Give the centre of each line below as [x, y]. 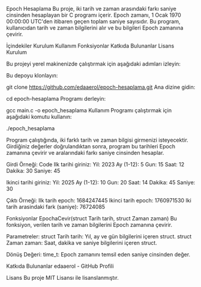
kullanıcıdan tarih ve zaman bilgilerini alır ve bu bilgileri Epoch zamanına [95, 28]
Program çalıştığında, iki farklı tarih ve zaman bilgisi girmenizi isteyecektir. [97, 140]
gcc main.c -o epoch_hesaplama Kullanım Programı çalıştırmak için [89, 110]
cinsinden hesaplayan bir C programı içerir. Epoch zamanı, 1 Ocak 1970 [94, 15]
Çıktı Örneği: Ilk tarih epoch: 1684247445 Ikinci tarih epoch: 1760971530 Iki [99, 200]
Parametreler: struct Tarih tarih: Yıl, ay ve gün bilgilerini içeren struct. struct [99, 236]
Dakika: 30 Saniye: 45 [33, 171]
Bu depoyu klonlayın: [32, 75]
